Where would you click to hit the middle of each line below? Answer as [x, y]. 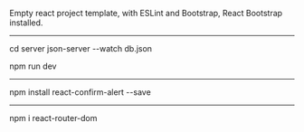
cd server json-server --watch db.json [81, 48]
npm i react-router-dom [53, 118]
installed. [26, 23]
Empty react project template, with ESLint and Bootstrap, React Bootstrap [146, 13]
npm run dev [33, 66]
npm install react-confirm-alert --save [80, 92]
